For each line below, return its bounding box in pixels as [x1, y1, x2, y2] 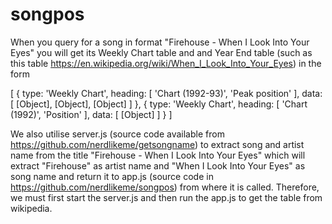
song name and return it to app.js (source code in [10, 170, 214, 182]
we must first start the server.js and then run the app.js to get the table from [10, 191, 323, 203]
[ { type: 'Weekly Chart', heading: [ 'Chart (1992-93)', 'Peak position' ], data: [10, 87, 323, 99]
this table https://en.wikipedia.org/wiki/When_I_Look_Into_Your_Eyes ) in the [10, 57, 322, 69]
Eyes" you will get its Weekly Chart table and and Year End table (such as [10, 46, 313, 58]
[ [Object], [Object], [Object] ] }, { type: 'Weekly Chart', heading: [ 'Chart [10, 98, 308, 110]
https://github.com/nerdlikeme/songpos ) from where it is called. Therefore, [10, 181, 320, 193]
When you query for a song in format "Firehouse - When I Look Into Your [10, 36, 310, 48]
